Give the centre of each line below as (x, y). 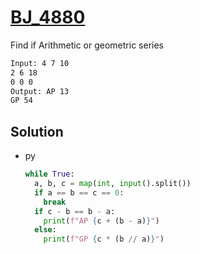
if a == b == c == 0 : (79, 192)
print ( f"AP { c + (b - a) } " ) (101, 221)
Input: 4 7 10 (40, 63)
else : (45, 230)
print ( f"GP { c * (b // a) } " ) (104, 239)
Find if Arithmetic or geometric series (87, 45)
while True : (49, 174)
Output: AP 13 (40, 91)
